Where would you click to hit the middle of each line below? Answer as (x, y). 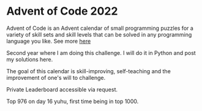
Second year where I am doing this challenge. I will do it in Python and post (101, 52)
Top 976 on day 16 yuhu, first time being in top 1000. (73, 101)
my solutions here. (30, 59)
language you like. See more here (49, 41)
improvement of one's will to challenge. (56, 77)
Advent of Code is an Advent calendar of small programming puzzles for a (100, 28)
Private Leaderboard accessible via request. (62, 89)
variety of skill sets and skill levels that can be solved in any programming (99, 34)
